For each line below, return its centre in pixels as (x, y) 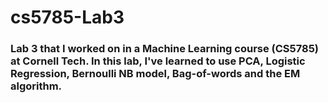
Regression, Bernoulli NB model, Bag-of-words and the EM (155, 74)
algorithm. (36, 86)
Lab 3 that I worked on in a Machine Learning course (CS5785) (165, 49)
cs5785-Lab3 (67, 17)
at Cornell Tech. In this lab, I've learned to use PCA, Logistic (158, 61)
